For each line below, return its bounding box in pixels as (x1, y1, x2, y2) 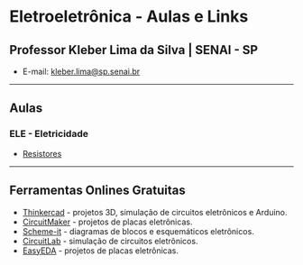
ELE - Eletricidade (9, 128, 88, 141)
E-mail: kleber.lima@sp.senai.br (22, 66, 141, 77)
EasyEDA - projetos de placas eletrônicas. (22, 245, 179, 256)
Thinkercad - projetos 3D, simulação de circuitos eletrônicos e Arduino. (22, 206, 288, 217)
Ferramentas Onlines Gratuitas (9, 183, 187, 198)
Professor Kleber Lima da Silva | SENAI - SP (9, 42, 259, 58)
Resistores (22, 148, 62, 159)
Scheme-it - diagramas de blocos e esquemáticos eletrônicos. (22, 225, 254, 236)
